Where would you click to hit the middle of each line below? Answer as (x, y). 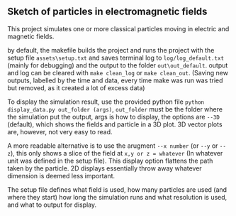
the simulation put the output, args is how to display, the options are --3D (113, 117)
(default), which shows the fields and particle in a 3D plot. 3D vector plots (115, 124)
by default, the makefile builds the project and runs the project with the (111, 50)
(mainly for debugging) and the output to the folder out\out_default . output (118, 65)
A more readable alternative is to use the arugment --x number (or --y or (113, 146)
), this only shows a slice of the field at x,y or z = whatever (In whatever (117, 153)
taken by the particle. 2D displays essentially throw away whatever (105, 168)
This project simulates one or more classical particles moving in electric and (118, 28)
